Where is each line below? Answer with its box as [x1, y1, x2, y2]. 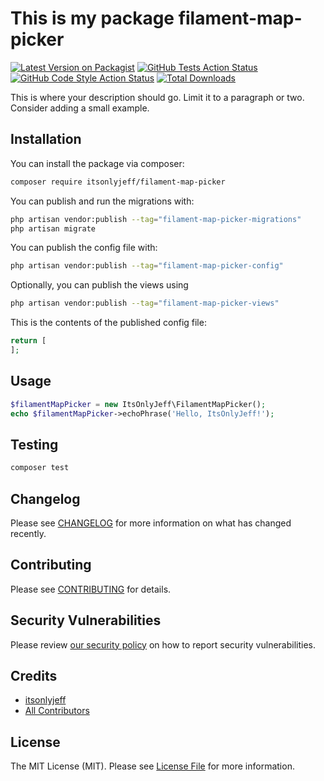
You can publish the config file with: [10, 242, 158, 254]
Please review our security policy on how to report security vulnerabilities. [10, 638, 316, 651]
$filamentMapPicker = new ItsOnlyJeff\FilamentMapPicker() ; [10, 399, 267, 409]
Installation [10, 131, 82, 148]
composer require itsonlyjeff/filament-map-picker [10, 177, 226, 187]
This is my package [10, 7, 175, 30]
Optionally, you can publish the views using [10, 279, 189, 291]
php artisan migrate [10, 223, 97, 234]
